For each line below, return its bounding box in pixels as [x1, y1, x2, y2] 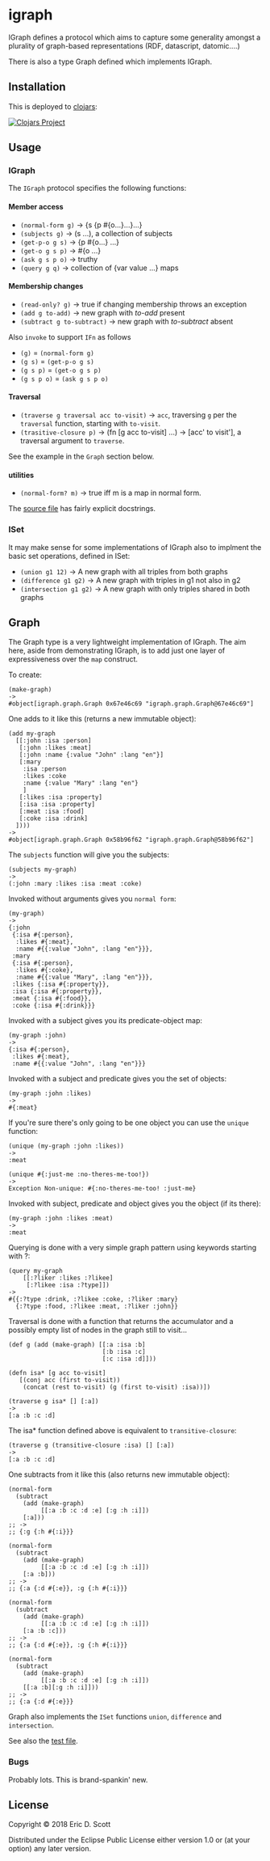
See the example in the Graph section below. [8, 451, 155, 462]
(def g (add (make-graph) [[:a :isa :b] [8, 1341, 147, 1349]
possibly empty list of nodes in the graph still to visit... [8, 1325, 188, 1335]
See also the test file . [8, 1736, 78, 1746]
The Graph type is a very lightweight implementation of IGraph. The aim [8, 637, 247, 647]
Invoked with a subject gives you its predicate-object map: [8, 1016, 203, 1026]
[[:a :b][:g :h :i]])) [23, 1684, 99, 1692]
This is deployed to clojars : [8, 101, 98, 111]
